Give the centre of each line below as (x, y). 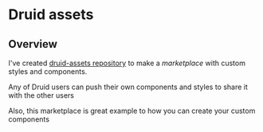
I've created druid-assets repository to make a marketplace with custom (127, 63)
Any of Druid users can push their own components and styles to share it (128, 87)
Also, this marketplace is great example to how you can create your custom (132, 111)
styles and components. (48, 72)
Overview (33, 44)
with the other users (41, 95)
